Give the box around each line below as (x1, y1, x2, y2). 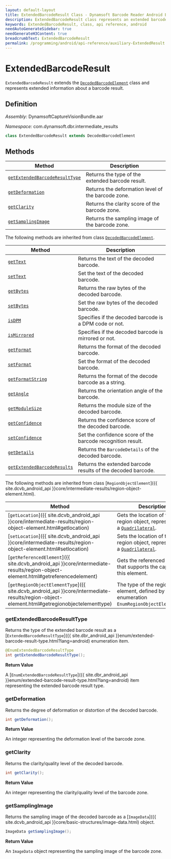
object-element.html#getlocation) (8, 524, 90, 531)
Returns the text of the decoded (78, 255, 154, 262)
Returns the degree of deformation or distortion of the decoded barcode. (5, 707, 158, 713)
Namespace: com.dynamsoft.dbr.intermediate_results (5, 123, 119, 129)
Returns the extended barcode (78, 460, 151, 468)
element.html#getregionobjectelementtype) (8, 600, 112, 607)
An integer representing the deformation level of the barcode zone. (5, 736, 146, 742)
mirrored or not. (78, 335, 116, 342)
